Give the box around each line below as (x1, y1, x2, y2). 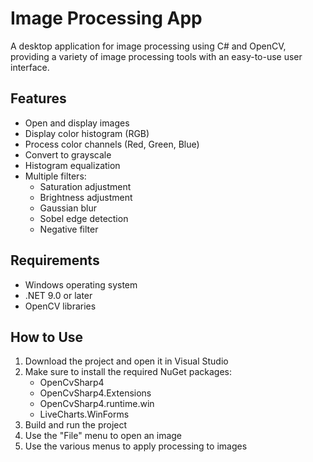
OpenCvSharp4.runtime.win (39, 398, 155, 410)
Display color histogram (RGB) (24, 127, 150, 139)
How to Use (10, 328, 84, 346)
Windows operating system (24, 278, 138, 291)
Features (10, 90, 67, 107)
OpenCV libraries (24, 300, 97, 312)
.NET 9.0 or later (24, 289, 93, 301)
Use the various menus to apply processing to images (24, 440, 248, 452)
